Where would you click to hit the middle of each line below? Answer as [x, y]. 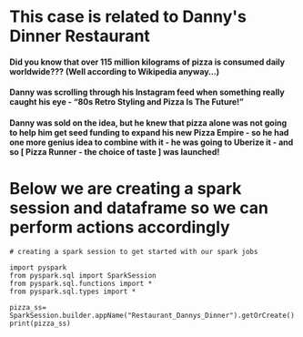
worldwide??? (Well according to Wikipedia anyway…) [115, 71]
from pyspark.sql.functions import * [81, 283]
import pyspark [38, 267]
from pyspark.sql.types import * [73, 291]
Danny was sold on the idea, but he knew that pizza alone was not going [148, 123]
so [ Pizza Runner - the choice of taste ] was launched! [115, 151]
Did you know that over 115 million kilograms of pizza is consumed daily [147, 62]
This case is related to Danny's [128, 17]
